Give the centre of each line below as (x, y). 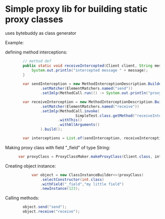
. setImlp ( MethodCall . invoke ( (70, 111)
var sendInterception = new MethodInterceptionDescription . (85, 84)
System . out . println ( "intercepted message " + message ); (90, 70)
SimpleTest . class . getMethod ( (105, 116)
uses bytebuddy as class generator (41, 33)
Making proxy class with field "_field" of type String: (58, 147)
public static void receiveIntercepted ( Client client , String (88, 66)
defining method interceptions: (36, 52)
